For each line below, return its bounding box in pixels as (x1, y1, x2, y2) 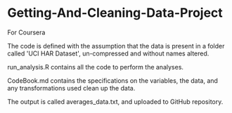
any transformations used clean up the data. (7, 84, 136, 92)
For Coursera (7, 28, 46, 36)
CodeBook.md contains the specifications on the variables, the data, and (7, 76, 218, 85)
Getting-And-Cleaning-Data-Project (7, 5, 223, 21)
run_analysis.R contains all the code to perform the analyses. (7, 62, 184, 71)
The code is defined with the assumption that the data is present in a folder (7, 41, 225, 50)
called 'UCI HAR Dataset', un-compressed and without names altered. (7, 49, 210, 58)
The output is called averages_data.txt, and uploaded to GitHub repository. (7, 97, 224, 106)
